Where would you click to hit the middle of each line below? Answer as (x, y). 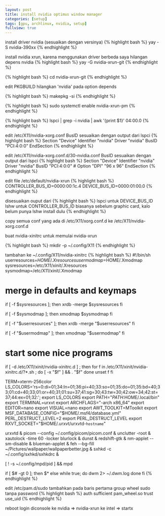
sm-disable (16, 444)
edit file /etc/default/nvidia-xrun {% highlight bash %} (60, 181)
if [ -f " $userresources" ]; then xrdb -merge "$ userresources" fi (70, 324)
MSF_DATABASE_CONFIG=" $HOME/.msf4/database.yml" (63, 413)
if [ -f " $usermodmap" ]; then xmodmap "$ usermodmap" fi (65, 333)
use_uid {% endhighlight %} (33, 499)
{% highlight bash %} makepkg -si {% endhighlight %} (60, 96)
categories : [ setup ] (26, 19)
